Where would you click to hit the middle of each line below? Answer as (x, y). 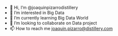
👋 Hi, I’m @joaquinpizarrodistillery (44, 8)
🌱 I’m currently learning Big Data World (49, 18)
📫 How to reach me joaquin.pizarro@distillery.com (61, 28)
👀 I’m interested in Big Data (37, 13)
